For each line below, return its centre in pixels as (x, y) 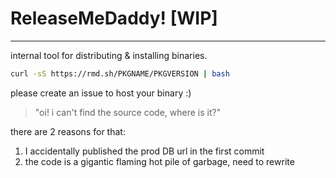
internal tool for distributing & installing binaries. (109, 55)
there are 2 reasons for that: (68, 131)
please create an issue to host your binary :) (101, 93)
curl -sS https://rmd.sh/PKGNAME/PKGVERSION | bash (120, 73)
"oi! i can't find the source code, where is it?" (128, 112)
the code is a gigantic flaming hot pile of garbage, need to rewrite (159, 161)
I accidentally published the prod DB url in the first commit (144, 151)
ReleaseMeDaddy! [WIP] (114, 18)
